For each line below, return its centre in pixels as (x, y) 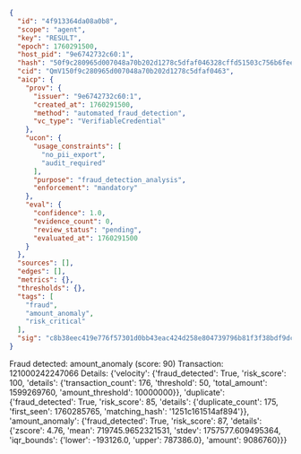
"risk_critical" (56, 322)
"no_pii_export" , (73, 154)
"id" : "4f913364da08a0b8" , (68, 21)
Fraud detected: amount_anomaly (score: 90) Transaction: (116, 363)
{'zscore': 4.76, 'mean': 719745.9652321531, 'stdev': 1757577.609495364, (145, 430)
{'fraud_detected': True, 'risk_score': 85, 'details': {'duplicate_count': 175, (144, 402)
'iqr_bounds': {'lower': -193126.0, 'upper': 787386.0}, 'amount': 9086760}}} (148, 440)
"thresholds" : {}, (52, 288)
